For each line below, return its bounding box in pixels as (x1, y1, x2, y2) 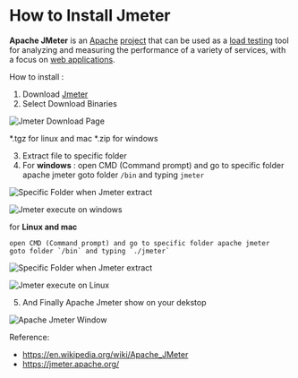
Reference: (9, 331, 50, 342)
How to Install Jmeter (9, 5, 172, 26)
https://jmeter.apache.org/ (21, 358, 120, 369)
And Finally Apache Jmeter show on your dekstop (21, 296, 208, 307)
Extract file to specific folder (21, 150, 127, 161)
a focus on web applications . (9, 54, 115, 64)
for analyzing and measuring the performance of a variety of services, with (9, 44, 286, 55)
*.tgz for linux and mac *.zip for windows (9, 133, 158, 143)
